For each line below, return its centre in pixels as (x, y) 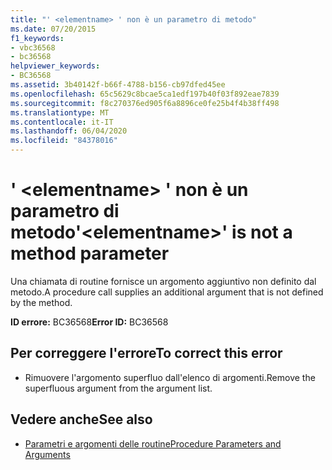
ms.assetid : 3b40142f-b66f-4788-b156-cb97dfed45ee (118, 85)
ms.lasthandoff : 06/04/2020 (69, 131)
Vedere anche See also (81, 419)
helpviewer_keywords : (55, 66)
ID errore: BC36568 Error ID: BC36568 (89, 322)
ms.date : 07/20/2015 (53, 29)
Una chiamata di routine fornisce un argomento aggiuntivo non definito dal (163, 281)
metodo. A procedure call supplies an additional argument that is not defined (167, 292)
